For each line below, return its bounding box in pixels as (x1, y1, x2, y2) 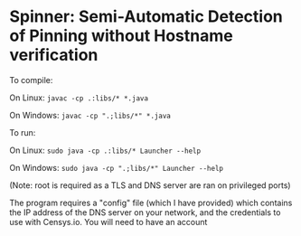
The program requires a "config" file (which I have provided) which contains (9, 197, 293, 208)
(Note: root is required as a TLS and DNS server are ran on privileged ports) (9, 179, 291, 191)
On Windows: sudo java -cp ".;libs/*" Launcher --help (9, 162, 224, 173)
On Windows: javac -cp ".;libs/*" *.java (9, 109, 172, 120)
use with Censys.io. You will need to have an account (9, 216, 208, 227)
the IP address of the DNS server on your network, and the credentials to (9, 206, 281, 218)
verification (9, 45, 99, 65)
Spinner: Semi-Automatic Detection (9, 6, 283, 27)
